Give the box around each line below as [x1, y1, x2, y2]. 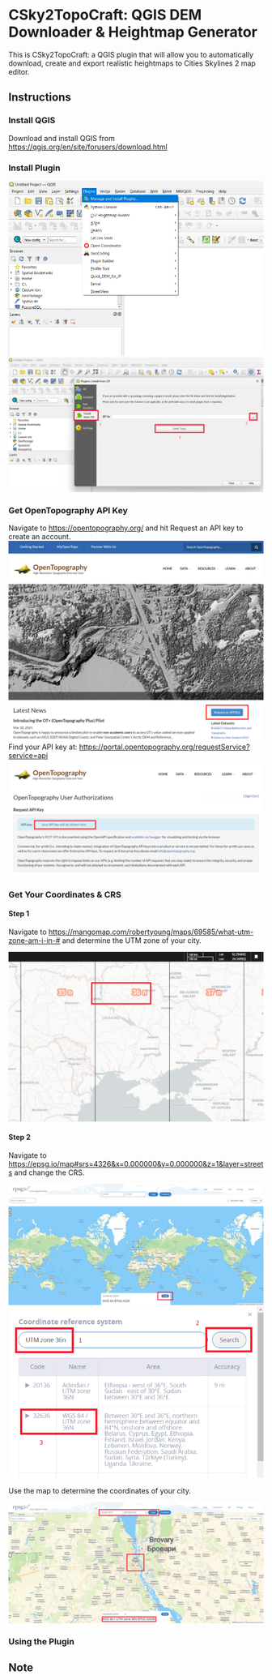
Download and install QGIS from [8, 133, 115, 143]
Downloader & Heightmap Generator [8, 23, 257, 41]
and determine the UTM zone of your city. [62, 935, 202, 945]
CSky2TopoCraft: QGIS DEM [8, 6, 202, 24]
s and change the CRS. [8, 1168, 85, 1177]
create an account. [8, 532, 71, 542]
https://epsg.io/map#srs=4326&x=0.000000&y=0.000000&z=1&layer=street [8, 1159, 264, 1168]
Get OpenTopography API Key [8, 504, 128, 516]
